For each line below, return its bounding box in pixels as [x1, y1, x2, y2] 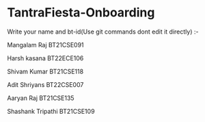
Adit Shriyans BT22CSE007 [7, 80, 84, 88]
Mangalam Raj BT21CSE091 [7, 40, 84, 49]
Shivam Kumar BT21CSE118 [7, 67, 84, 75]
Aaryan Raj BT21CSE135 [7, 94, 74, 102]
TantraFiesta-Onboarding [7, 5, 155, 21]
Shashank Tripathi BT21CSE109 [7, 107, 95, 115]
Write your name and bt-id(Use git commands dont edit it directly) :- [7, 27, 199, 36]
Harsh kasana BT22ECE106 [7, 53, 84, 62]
